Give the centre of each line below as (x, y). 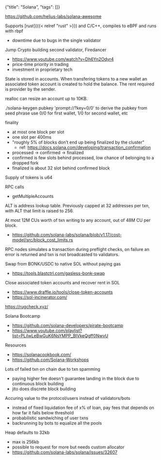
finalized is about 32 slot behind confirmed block (61, 168)
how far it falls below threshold (43, 413)
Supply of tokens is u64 (29, 177)
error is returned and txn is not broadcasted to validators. (62, 255)
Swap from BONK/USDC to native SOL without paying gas (63, 264)
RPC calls (15, 187)
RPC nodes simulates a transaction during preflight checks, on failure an (77, 249)
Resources (16, 345)
